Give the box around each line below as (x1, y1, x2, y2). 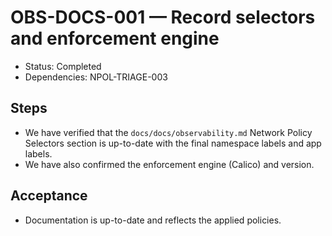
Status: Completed (24, 60, 102, 72)
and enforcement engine (10, 27, 220, 50)
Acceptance (10, 187, 88, 205)
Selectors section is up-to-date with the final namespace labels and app (24, 137, 322, 149)
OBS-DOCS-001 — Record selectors (10, 6, 316, 29)
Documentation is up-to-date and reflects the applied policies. (24, 214, 282, 226)
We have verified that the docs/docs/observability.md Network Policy (24, 126, 313, 138)
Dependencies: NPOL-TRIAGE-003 (24, 71, 168, 83)
